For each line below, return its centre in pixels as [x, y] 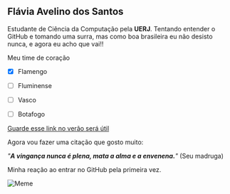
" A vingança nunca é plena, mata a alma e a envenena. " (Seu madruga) [116, 156]
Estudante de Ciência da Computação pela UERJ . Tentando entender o [111, 28]
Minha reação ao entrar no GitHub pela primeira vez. [84, 170]
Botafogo [31, 114]
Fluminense [35, 85]
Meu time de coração [38, 58]
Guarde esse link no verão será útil [58, 129]
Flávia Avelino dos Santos [66, 12]
